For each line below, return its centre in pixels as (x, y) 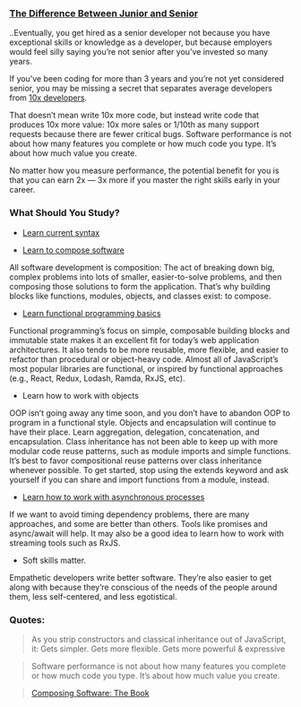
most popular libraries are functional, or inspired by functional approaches (146, 368)
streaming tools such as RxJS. (65, 543)
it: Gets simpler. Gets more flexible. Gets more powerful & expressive (158, 649)
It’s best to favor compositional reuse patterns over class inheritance (136, 461)
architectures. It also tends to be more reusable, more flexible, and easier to (149, 349)
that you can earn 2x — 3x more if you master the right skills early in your (145, 180)
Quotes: (27, 619)
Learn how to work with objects (80, 395)
